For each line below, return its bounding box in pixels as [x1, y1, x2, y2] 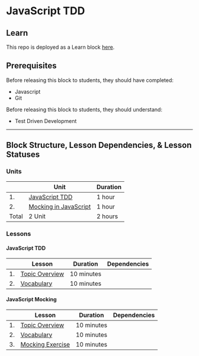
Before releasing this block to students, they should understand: [6, 106, 163, 113]
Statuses [6, 150, 40, 160]
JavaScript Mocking [6, 296, 57, 303]
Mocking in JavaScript [28, 202, 91, 210]
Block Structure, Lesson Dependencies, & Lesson [6, 140, 192, 150]
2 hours [97, 212, 118, 220]
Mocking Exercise [20, 340, 70, 348]
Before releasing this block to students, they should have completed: [6, 76, 174, 84]
